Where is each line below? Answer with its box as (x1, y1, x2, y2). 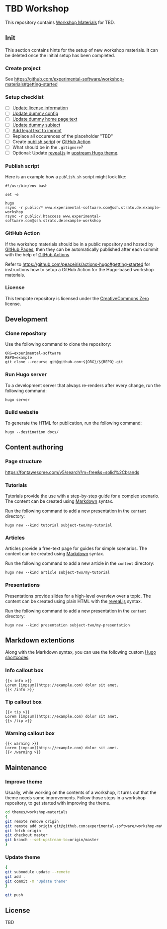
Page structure (5, 458, 42, 465)
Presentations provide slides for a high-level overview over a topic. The (5, 593, 151, 599)
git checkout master (5, 833, 48, 838)
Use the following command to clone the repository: (5, 341, 112, 347)
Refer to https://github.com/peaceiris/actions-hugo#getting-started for (5, 261, 151, 267)
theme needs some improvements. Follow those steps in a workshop (5, 795, 146, 801)
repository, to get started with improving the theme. (5, 800, 111, 806)
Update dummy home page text (12, 116, 78, 122)
